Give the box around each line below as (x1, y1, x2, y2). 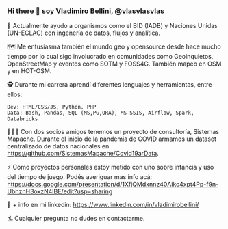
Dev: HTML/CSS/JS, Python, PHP (7, 104, 97, 111)
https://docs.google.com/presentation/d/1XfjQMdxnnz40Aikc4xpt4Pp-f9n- (7, 180, 219, 189)
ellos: (7, 90, 23, 98)
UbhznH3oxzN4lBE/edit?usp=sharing (7, 187, 113, 196)
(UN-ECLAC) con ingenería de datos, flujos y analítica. (7, 29, 161, 37)
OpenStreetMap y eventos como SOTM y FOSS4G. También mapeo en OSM (7, 59, 222, 68)
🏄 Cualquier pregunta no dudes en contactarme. (7, 215, 145, 223)
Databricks (7, 116, 38, 122)
